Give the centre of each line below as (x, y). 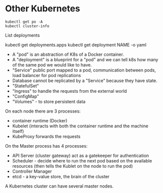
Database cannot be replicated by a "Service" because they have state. (85, 80)
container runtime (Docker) (40, 120)
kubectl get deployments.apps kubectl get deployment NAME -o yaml (76, 44)
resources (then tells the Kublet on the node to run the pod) (72, 166)
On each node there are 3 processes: (43, 111)
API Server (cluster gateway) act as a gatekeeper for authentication (81, 155)
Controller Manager (32, 171)
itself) (18, 131)
